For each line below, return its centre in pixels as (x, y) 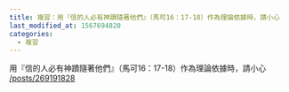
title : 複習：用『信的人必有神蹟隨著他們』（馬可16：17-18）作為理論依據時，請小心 (144, 17)
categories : (31, 34)
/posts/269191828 (42, 78)
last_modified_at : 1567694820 (65, 26)
